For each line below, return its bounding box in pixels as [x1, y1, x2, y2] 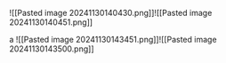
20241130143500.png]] [9, 43, 95, 54]
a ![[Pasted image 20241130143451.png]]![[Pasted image [9, 35, 217, 44]
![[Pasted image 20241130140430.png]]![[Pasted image [9, 8, 213, 18]
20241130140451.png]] [9, 17, 93, 28]
